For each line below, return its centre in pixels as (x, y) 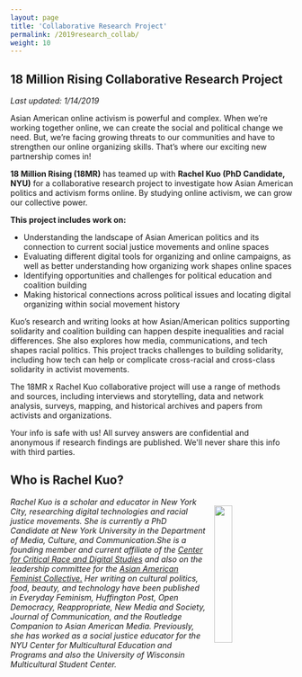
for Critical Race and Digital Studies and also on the (107, 559)
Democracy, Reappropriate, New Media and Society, (108, 607)
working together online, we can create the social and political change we (147, 128)
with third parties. (43, 452)
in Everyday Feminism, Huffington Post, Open (94, 597)
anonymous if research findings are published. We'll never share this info (145, 442)
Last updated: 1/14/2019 (55, 101)
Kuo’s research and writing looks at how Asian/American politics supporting (150, 322)
